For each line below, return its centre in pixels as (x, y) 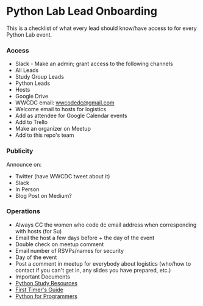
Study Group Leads (39, 77)
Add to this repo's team (45, 135)
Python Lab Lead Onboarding (82, 11)
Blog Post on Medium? (43, 195)
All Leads (27, 70)
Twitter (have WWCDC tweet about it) (62, 176)
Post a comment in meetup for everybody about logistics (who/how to (103, 263)
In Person (27, 189)
